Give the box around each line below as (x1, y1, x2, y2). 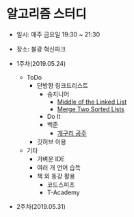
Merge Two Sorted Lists (57, 104, 124, 113)
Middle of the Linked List (57, 98, 127, 106)
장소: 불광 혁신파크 (16, 45, 66, 53)
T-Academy (46, 188, 80, 196)
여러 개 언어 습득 (36, 163, 81, 172)
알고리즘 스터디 (6, 6, 87, 22)
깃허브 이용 (36, 137, 66, 146)
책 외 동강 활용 (36, 172, 76, 180)
